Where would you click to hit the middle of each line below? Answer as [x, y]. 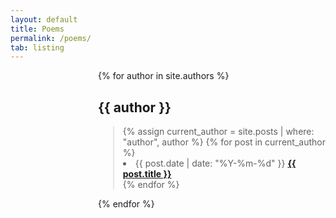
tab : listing [37, 47]
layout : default [44, 19]
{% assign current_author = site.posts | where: [218, 132]
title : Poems [37, 29]
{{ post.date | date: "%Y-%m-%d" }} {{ [215, 163]
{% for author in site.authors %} [164, 76]
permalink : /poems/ [51, 38]
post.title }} [147, 174]
